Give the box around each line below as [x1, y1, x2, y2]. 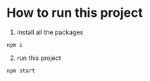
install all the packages [16, 28, 84, 36]
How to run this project [6, 5, 144, 21]
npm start [6, 67, 36, 74]
